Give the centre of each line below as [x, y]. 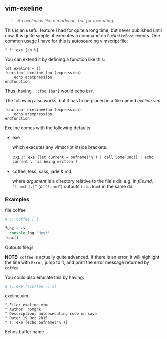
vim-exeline [24, 8]
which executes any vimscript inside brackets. [60, 147]
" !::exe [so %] [22, 50]
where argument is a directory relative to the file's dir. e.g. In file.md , [83, 181]
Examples [17, 199]
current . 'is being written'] [45, 162]
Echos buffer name [25, 332]
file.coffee [16, 210]
